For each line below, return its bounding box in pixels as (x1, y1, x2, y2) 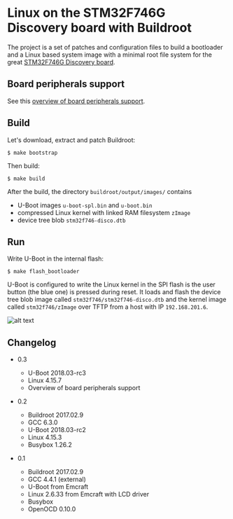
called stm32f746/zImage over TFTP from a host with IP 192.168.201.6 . (7, 303, 209, 311)
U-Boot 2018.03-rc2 (27, 426, 86, 434)
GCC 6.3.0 (27, 418, 58, 427)
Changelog (7, 336, 57, 348)
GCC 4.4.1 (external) (27, 475, 86, 484)
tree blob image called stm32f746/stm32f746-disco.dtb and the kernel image (7, 296, 227, 304)
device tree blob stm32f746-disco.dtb (17, 216, 126, 224)
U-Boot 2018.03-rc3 (27, 369, 86, 378)
